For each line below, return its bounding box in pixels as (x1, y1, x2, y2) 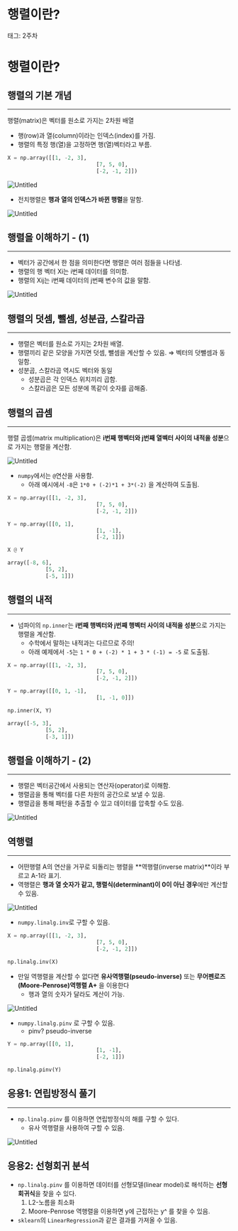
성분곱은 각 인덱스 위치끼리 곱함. (28, 375, 118, 384)
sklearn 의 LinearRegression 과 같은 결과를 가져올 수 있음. (17, 1215, 178, 1224)
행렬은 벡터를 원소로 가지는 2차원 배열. (17, 340, 124, 348)
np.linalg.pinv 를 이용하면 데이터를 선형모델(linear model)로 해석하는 (17, 1180, 215, 1188)
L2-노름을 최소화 (28, 1198, 75, 1206)
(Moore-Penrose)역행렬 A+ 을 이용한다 (17, 981, 130, 989)
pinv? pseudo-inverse (28, 1026, 92, 1035)
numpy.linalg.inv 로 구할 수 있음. (17, 918, 110, 927)
